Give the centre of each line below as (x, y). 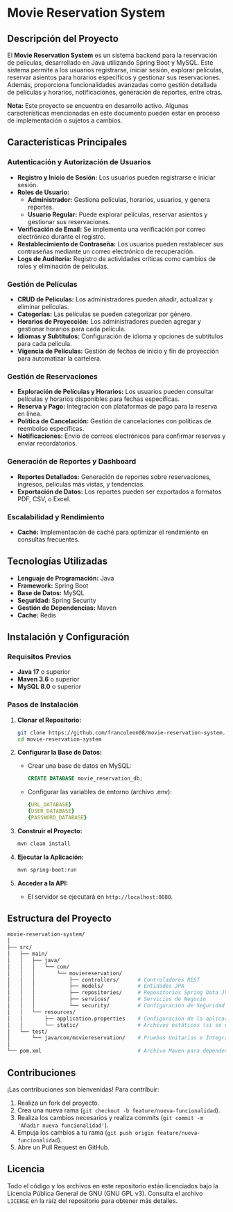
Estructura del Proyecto (60, 919)
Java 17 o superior (44, 672)
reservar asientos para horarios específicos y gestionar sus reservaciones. (114, 77)
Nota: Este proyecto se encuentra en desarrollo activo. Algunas (98, 105)
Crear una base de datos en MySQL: (79, 766)
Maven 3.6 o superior (48, 679)
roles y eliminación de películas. (63, 266)
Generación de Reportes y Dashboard (72, 462)
